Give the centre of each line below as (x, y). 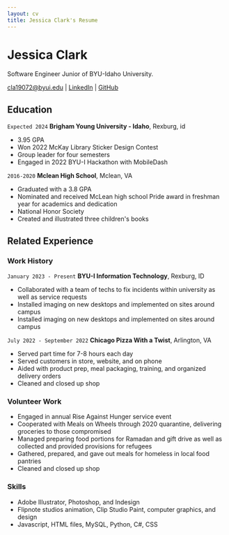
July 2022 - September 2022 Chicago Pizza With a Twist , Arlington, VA (109, 340)
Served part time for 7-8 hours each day (75, 353)
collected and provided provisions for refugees (85, 446)
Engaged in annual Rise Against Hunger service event (94, 417)
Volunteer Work (34, 401)
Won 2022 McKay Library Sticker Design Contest (88, 147)
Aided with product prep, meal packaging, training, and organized (112, 368)
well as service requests (52, 297)
